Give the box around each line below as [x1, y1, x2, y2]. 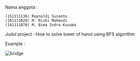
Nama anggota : [5, 4, 38, 10]
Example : [5, 41, 26, 47]
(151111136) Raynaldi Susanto [5, 14, 68, 19]
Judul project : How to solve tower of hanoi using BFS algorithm [5, 31, 135, 37]
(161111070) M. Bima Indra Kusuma [5, 22, 77, 27]
